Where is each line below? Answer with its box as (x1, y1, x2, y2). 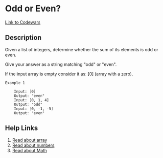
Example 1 (5, 80, 25, 85)
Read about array (12, 137, 47, 143)
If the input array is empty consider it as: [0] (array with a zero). (5, 71, 133, 77)
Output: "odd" (14, 102, 43, 107)
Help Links (5, 124, 38, 132)
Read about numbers (12, 142, 55, 148)
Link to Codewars (5, 19, 41, 25)
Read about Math (12, 147, 47, 153)
